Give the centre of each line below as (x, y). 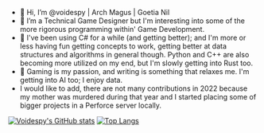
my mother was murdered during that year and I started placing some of (138, 97)
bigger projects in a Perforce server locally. (90, 105)
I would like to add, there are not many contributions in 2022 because (134, 88)
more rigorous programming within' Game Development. (112, 29)
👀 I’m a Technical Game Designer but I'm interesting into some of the (132, 21)
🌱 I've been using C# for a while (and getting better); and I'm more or (133, 37)
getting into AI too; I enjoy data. (71, 80)
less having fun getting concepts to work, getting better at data (123, 46)
